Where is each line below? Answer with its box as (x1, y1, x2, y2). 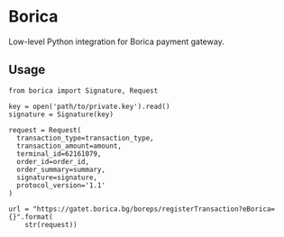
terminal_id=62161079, (16, 149, 102, 159)
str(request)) (24, 220, 78, 229)
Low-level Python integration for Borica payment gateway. (8, 36, 224, 47)
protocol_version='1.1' (16, 180, 105, 190)
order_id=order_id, (16, 157, 90, 166)
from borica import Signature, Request (8, 86, 159, 96)
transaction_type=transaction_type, (16, 133, 154, 142)
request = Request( (8, 125, 82, 134)
